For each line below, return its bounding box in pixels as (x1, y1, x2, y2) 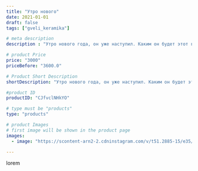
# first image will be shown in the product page (6, 127, 131, 133)
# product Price (6, 52, 46, 58)
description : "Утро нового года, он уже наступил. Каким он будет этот (6, 41, 189, 47)
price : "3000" (6, 57, 41, 63)
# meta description (6, 36, 54, 42)
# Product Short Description (6, 73, 78, 80)
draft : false (6, 19, 38, 25)
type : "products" (6, 111, 49, 117)
